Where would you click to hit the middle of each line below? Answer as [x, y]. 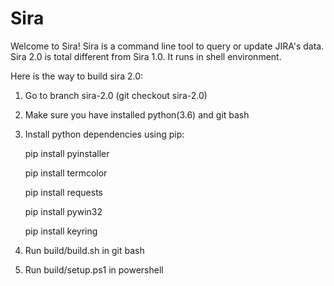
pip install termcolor [66, 173]
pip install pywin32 [63, 211]
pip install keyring [61, 231]
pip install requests [63, 192]
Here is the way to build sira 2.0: [77, 76]
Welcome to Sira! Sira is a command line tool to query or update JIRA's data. [167, 46]
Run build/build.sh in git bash [84, 250]
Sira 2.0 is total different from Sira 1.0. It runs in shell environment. [146, 56]
